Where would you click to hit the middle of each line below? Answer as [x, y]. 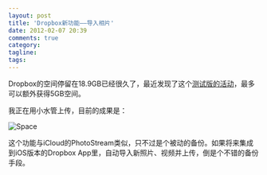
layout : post [30, 16]
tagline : [23, 52]
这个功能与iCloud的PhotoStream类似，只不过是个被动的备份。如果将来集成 [131, 142]
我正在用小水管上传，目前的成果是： [68, 110]
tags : [17, 60]
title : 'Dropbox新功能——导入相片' [61, 23]
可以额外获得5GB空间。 [47, 93]
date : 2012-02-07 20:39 [48, 30]
